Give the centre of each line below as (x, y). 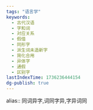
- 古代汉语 (23, 22)
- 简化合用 (23, 56)
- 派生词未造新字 (30, 50)
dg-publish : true (28, 83)
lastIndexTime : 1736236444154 (44, 77)
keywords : (18, 17)
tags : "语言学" (23, 12)
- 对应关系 (23, 34)
